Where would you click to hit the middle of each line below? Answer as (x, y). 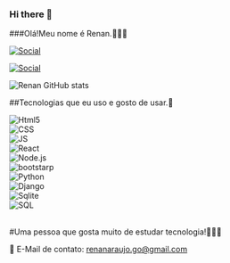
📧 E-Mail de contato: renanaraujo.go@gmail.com (99, 250)
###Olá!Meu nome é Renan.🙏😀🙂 (68, 34)
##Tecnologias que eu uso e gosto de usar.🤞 (91, 103)
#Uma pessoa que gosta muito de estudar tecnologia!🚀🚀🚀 (115, 232)
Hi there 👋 (31, 14)
